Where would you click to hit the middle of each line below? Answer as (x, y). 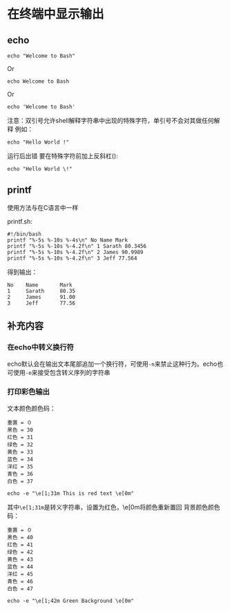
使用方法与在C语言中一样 (43, 207)
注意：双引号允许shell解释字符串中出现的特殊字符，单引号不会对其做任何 (111, 120)
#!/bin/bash (24, 234)
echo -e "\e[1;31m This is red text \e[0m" (71, 493)
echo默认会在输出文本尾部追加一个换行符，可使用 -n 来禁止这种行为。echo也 (115, 364)
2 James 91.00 (41, 297)
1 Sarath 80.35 (41, 291)
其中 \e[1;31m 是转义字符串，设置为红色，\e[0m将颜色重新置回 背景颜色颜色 (114, 507)
